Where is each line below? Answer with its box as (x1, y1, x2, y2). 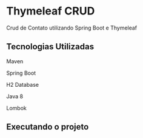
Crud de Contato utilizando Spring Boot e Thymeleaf (6, 24, 138, 31)
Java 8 (6, 92, 23, 100)
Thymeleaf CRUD (6, 4, 95, 18)
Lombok (6, 104, 27, 111)
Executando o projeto (6, 122, 89, 132)
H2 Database (6, 81, 39, 88)
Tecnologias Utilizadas (6, 42, 95, 52)
